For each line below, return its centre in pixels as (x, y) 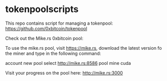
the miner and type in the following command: (53, 53)
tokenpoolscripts (42, 9)
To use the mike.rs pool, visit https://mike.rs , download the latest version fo (83, 48)
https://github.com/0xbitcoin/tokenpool (46, 28)
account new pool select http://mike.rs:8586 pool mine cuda (68, 63)
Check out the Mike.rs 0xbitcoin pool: (44, 38)
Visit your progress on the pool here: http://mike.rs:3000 (64, 73)
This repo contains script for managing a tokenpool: (59, 23)
